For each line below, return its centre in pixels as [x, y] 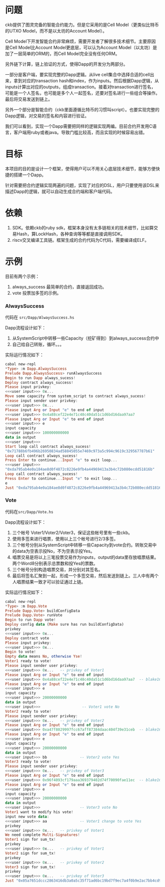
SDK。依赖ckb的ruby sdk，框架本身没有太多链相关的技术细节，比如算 [83, 227]
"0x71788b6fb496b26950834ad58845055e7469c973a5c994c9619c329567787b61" [80, 451]
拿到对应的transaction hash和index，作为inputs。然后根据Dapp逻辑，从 [86, 80]
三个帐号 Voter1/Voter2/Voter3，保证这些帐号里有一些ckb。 [72, 533]
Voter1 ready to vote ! [28, 661]
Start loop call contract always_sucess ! [48, 446]
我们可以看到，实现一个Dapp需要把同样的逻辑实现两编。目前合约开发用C [79, 126]
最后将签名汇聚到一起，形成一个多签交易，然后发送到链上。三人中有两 [83, 575]
